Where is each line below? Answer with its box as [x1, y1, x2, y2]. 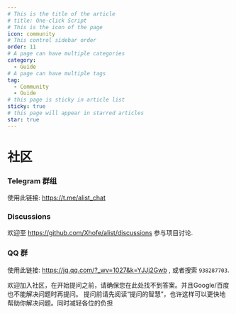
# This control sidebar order [7, 37, 97, 44]
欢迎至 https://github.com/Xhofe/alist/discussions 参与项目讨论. [7, 229, 193, 237]
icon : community [7, 30, 55, 38]
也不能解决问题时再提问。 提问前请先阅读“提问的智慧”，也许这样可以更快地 [7, 289, 226, 298]
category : [7, 57, 37, 64]
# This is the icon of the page [7, 23, 103, 31]
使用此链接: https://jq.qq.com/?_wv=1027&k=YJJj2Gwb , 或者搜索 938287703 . [7, 266, 230, 274]
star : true [7, 116, 40, 123]
